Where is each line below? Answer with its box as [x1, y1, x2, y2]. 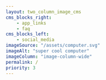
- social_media [16, 37, 55, 43]
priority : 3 [5, 64, 36, 71]
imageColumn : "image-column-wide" [5, 54, 93, 60]
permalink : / [5, 59, 39, 65]
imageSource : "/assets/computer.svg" [5, 43, 101, 49]
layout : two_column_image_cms [5, 8, 82, 15]
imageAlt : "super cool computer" [5, 48, 90, 54]
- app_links [16, 20, 46, 26]
